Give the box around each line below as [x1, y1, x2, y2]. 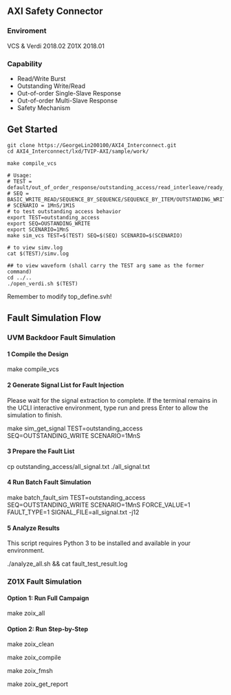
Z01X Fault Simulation [7, 577, 82, 586]
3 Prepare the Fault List [7, 447, 75, 456]
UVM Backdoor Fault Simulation [7, 333, 115, 342]
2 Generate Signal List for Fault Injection [7, 381, 124, 389]
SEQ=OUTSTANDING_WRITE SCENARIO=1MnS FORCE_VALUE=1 [7, 500, 190, 509]
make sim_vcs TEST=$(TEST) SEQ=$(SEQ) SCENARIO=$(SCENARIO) [7, 232, 184, 239]
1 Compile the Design [7, 350, 69, 358]
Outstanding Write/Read [16, 82, 86, 90]
